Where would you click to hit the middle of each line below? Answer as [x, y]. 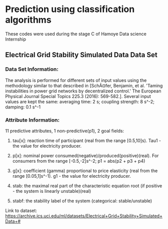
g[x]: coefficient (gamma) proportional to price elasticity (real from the [85, 170]
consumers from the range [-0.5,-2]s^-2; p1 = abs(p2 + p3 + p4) [79, 161]
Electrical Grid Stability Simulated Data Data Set [81, 55]
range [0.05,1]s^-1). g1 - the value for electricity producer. [72, 176]
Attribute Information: [32, 120]
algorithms [28, 20]
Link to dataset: [21, 210]
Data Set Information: [32, 69]
